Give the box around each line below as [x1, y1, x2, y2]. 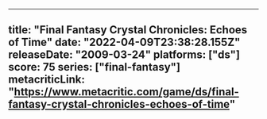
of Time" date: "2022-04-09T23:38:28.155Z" [8, 36, 241, 49]
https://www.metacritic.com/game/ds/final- [14, 85, 240, 99]
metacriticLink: [8, 73, 85, 86]
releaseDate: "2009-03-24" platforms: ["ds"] [8, 48, 241, 62]
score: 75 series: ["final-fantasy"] [8, 60, 181, 74]
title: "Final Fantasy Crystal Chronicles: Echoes [8, 23, 248, 36]
